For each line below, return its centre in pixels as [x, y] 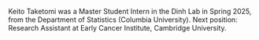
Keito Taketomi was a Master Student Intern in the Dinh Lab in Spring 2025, [130, 11]
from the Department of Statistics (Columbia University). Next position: [123, 20]
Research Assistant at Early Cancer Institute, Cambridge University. [117, 28]
